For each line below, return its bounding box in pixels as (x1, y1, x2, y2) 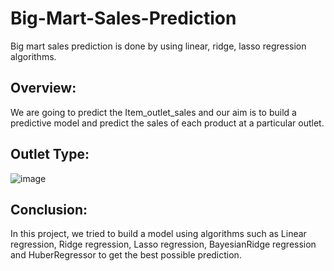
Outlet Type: (10, 146, 90, 163)
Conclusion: (10, 201, 88, 218)
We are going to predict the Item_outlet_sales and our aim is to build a (10, 106, 297, 118)
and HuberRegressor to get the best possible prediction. (10, 249, 242, 261)
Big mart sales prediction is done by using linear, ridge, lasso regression (10, 40, 307, 52)
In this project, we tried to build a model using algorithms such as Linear (10, 228, 307, 240)
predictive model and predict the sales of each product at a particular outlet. (10, 117, 325, 129)
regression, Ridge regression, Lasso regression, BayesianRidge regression (10, 238, 317, 251)
